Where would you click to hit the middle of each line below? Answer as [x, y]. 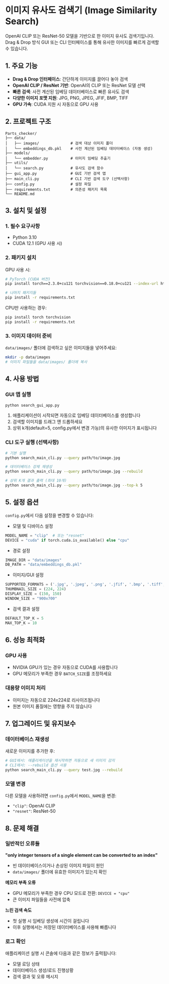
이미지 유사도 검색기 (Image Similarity [81, 10]
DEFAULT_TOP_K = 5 [24, 618]
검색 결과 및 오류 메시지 [35, 976]
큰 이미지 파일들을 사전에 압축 [41, 899]
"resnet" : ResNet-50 [34, 811]
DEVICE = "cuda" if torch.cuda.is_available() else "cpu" [67, 540]
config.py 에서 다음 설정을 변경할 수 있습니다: [50, 515]
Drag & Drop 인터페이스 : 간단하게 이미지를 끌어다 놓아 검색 [70, 79]
